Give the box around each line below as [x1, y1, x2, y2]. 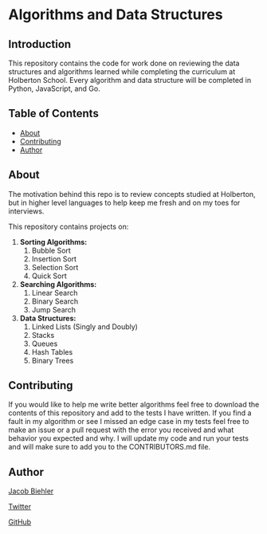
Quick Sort [31, 271, 68, 281]
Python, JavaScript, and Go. [8, 84, 101, 93]
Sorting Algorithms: [19, 237, 88, 246]
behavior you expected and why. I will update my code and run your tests [8, 434, 249, 443]
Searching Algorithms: [19, 279, 97, 289]
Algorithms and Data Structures [8, 6, 223, 24]
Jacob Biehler [8, 486, 54, 496]
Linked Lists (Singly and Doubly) [31, 321, 138, 332]
